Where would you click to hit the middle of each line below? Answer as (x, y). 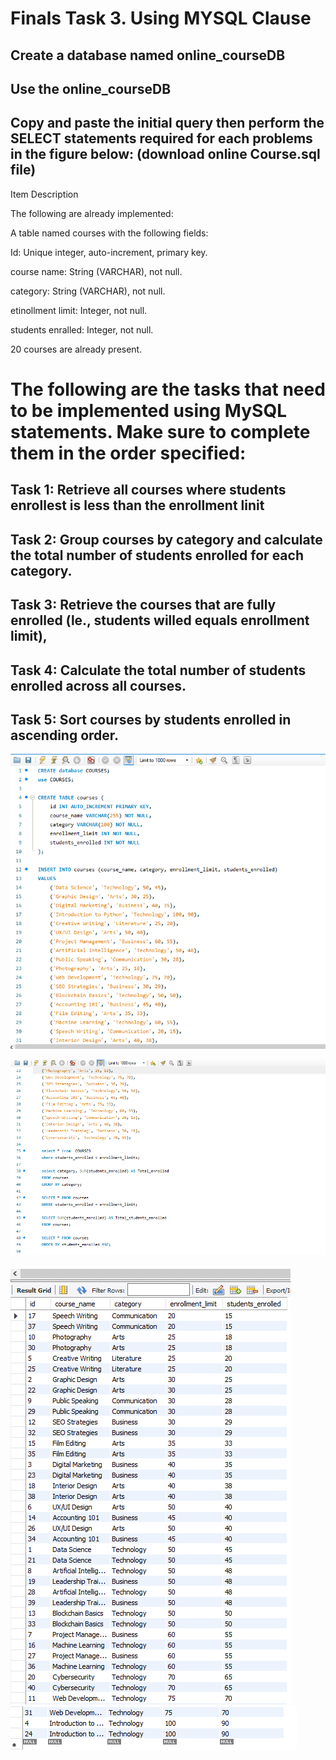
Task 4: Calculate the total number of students (158, 670)
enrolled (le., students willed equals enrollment (160, 620)
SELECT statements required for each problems (161, 138)
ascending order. (65, 735)
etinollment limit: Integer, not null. (79, 310)
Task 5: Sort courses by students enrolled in (151, 719)
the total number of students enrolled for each (157, 555)
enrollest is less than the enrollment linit (137, 505)
